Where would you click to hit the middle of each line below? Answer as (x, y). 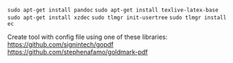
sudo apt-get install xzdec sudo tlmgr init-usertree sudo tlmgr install (117, 18)
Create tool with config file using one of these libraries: (87, 37)
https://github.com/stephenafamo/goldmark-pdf (78, 52)
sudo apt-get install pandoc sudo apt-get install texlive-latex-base (113, 10)
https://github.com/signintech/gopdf (61, 44)
